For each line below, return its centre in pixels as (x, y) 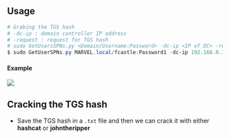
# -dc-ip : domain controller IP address (67, 34)
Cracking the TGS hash (57, 104)
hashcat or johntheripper (53, 128)
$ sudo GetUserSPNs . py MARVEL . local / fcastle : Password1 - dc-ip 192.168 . (111, 53)
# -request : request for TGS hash (58, 40)
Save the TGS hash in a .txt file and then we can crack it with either (113, 121)
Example (20, 68)
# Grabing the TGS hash (41, 27)
